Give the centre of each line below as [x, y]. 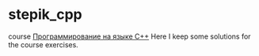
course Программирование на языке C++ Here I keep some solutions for [129, 36]
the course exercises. [44, 44]
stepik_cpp [45, 15]
